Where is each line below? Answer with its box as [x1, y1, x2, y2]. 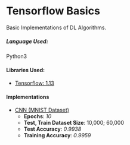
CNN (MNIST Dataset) [14, 106, 70, 114]
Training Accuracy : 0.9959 [23, 132, 91, 139]
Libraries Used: [6, 66, 45, 73]
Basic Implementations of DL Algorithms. [6, 24, 106, 31]
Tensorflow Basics [6, 4, 100, 18]
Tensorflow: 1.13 [14, 79, 55, 87]
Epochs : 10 [23, 113, 52, 120]
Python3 [6, 53, 27, 60]
